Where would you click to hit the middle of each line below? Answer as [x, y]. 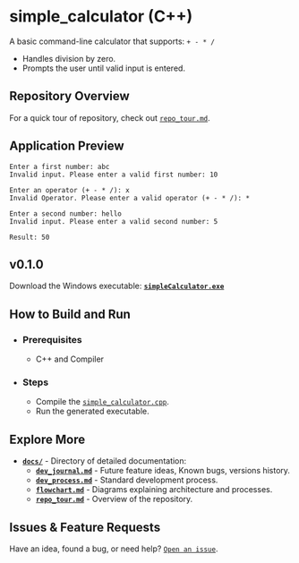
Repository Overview [69, 96]
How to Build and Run [70, 314]
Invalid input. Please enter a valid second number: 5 [114, 221]
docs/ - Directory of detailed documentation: [104, 461]
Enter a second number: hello [66, 213]
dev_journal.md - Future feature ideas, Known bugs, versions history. [163, 471]
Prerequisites [52, 339]
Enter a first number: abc [60, 166]
